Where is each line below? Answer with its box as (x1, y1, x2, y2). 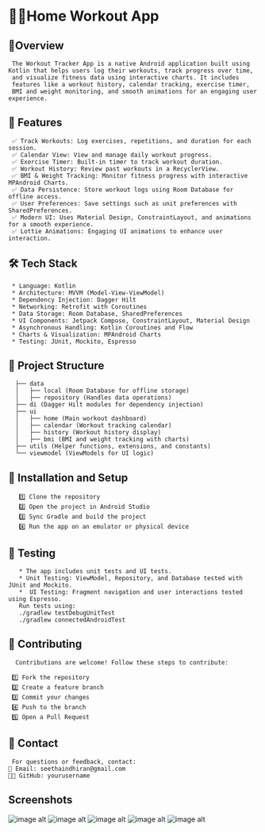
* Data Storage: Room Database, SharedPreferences (11, 310, 182, 318)
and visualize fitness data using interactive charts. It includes (11, 74, 240, 82)
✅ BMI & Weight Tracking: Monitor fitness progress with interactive (11, 171, 248, 179)
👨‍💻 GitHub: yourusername (8, 772, 90, 780)
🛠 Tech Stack (8, 257, 78, 271)
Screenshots (8, 793, 73, 807)
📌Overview (8, 39, 64, 52)
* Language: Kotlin (11, 282, 77, 290)
